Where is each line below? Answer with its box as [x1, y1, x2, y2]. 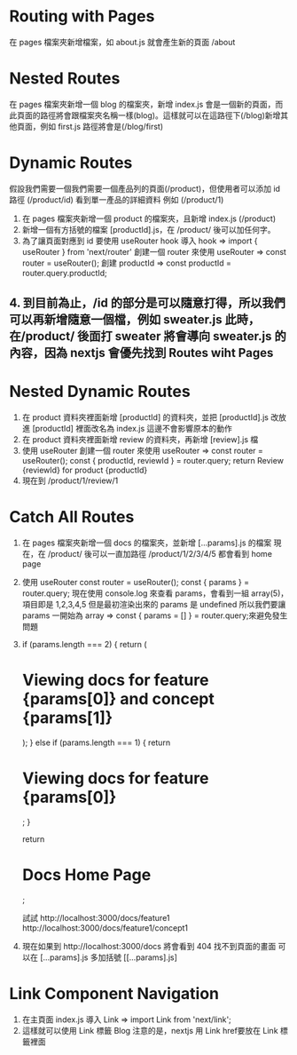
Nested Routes [9, 68, 121, 89]
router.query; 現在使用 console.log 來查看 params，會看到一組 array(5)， [21, 588, 289, 599]
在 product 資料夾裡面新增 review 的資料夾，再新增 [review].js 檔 [21, 434, 259, 445]
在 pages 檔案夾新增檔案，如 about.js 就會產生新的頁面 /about [9, 36, 236, 47]
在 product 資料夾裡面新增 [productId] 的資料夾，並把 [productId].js [21, 412, 269, 423]
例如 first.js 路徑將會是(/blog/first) [39, 121, 164, 131]
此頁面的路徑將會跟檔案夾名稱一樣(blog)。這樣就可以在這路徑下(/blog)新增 [9, 109, 281, 121]
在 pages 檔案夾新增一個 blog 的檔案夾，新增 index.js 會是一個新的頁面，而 [9, 99, 284, 109]
